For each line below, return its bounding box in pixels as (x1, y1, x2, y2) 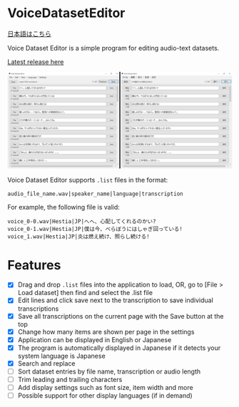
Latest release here (7, 57, 64, 66)
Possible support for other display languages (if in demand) (17, 391, 193, 400)
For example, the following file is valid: (7, 203, 120, 212)
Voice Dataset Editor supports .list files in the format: (7, 176, 168, 185)
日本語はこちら (7, 29, 51, 38)
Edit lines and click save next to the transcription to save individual (17, 296, 214, 304)
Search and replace (17, 359, 76, 368)
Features (7, 257, 61, 273)
